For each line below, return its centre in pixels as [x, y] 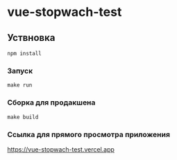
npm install [24, 53]
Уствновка [31, 38]
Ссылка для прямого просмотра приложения [88, 134]
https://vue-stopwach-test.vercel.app [61, 149]
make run [20, 85]
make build [23, 117]
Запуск [20, 71]
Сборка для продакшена [51, 103]
